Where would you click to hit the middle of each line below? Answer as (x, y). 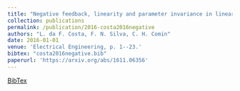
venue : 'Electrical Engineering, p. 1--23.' (75, 47)
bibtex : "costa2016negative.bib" (57, 54)
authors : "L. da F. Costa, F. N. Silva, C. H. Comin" (89, 34)
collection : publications (46, 21)
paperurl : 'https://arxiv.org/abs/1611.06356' (78, 60)
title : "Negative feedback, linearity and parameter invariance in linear (121, 14)
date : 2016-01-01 (33, 41)
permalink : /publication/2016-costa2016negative (81, 27)
